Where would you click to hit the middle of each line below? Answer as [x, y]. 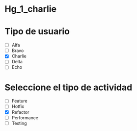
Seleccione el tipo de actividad [68, 87]
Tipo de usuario [37, 32]
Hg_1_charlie [31, 9]
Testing [19, 123]
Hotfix [18, 106]
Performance [25, 118]
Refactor [20, 112]
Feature [19, 101]
